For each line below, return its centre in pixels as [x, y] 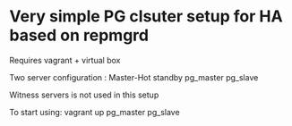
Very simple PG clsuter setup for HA [146, 17]
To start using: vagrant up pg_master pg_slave [95, 112]
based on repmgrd [79, 35]
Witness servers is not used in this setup [84, 95]
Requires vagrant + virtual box [65, 60]
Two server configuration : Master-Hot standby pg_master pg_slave [134, 77]
